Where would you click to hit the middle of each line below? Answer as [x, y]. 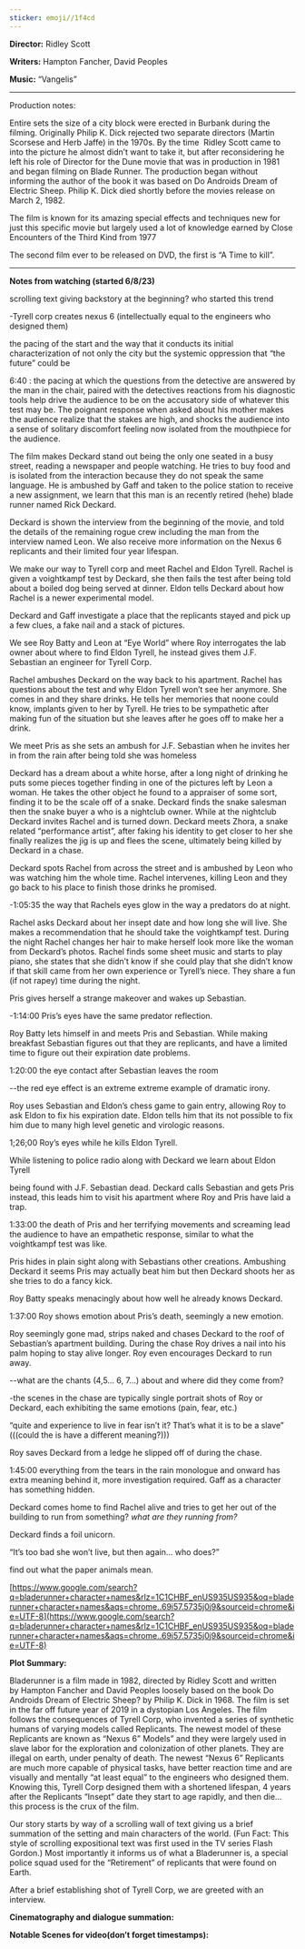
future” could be [40, 363]
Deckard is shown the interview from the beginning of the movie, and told [147, 522]
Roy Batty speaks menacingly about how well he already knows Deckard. [146, 1298]
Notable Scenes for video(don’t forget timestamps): [109, 1934]
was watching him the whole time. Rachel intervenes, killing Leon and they [148, 877]
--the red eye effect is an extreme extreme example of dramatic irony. [140, 1087]
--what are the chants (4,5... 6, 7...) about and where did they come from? [147, 1380]
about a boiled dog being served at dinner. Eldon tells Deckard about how [147, 588]
